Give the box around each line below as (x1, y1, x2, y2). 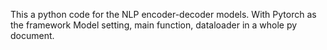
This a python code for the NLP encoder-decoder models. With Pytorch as (10, 9, 317, 20)
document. (10, 30, 55, 41)
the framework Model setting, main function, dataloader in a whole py (10, 19, 298, 31)
